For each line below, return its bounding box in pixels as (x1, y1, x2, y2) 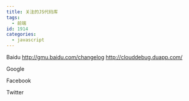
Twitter (6, 89, 24, 96)
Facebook (6, 77, 31, 84)
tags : (6, 15, 20, 21)
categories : (6, 31, 36, 37)
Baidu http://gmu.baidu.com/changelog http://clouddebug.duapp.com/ (6, 54, 183, 60)
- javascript (12, 37, 45, 43)
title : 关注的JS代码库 (6, 8, 58, 15)
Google (6, 65, 25, 73)
